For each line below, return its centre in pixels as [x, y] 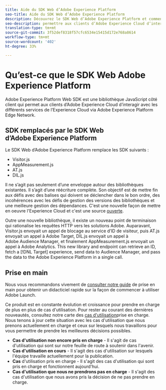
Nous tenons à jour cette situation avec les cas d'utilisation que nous [75, 320]
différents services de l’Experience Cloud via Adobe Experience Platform [79, 109]
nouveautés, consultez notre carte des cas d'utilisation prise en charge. [77, 315]
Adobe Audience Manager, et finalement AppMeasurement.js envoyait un [80, 242]
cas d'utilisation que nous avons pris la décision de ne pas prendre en [83, 377]
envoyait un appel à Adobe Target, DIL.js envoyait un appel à [67, 236]
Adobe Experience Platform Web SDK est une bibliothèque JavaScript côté [81, 99]
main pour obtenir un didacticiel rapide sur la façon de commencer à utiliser [82, 290]
